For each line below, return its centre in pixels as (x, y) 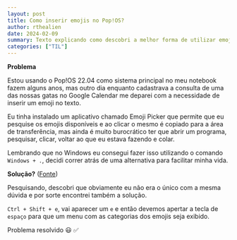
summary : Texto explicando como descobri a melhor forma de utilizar (112, 40)
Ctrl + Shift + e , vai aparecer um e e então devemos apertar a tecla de (113, 209)
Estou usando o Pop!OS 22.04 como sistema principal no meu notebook (112, 80)
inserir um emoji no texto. (44, 103)
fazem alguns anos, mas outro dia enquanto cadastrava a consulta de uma (116, 88)
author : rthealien (34, 27)
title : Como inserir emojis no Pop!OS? (66, 20)
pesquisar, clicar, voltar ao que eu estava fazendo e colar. (91, 139)
